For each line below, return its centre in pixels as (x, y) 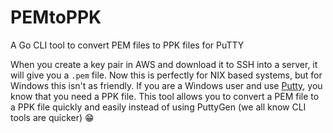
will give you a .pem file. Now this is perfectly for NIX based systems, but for (166, 75)
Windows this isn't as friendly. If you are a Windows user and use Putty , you (166, 85)
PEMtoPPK (56, 17)
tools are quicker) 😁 (52, 117)
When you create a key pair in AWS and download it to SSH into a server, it (164, 64)
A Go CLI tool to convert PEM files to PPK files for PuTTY (127, 45)
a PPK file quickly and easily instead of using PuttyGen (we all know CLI (158, 107)
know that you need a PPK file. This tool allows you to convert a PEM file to (165, 96)
